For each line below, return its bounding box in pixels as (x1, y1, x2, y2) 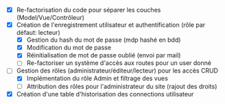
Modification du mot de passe (26, 44, 111, 52)
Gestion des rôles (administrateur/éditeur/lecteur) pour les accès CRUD (16, 66, 219, 75)
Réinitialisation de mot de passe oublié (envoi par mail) (26, 51, 181, 60)
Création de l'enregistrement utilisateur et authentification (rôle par (16, 21, 206, 29)
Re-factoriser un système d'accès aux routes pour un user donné (26, 59, 212, 67)
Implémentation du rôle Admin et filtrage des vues (26, 75, 169, 83)
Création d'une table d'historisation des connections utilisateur (16, 90, 194, 98)
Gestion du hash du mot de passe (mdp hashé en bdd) (26, 36, 181, 44)
